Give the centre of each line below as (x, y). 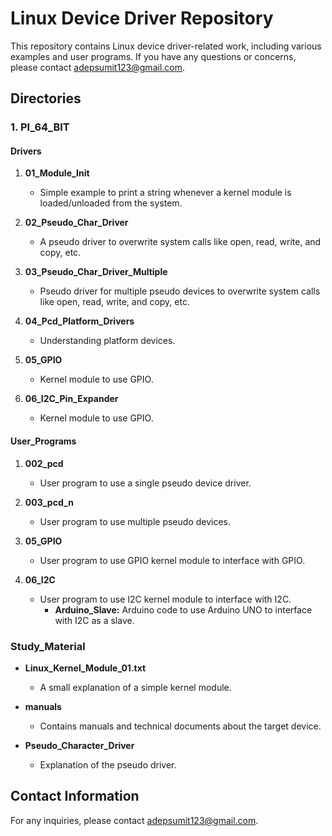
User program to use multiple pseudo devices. (135, 521)
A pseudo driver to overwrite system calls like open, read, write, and (180, 242)
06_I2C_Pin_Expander (71, 399)
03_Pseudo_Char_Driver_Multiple (96, 272)
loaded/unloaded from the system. (111, 203)
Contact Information (75, 796)
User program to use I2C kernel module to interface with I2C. (165, 599)
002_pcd (44, 463)
